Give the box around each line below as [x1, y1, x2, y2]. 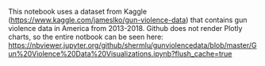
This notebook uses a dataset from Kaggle [8, 7, 148, 16]
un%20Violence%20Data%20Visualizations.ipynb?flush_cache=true [8, 49, 232, 58]
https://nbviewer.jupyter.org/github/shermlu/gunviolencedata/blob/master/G [8, 41, 257, 50]
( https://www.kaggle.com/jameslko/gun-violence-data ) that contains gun [8, 15, 248, 25]
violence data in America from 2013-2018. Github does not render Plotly [8, 24, 243, 33]
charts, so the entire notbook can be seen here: [8, 32, 164, 41]
